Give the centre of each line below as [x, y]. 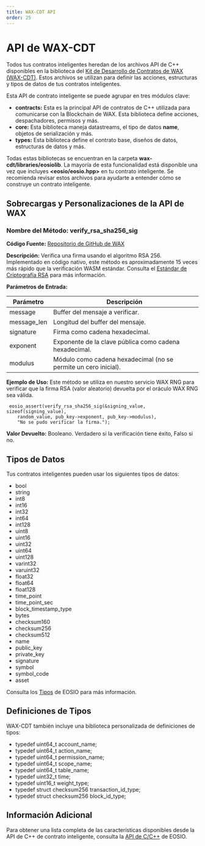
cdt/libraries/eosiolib [34, 165]
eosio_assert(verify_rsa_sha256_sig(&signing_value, [77, 406]
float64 [24, 583]
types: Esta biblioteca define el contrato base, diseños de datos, [96, 140]
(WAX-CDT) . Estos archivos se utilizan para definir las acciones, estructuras [102, 77]
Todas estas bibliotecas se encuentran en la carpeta [72, 159]
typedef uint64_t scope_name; [54, 764]
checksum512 [33, 634]
